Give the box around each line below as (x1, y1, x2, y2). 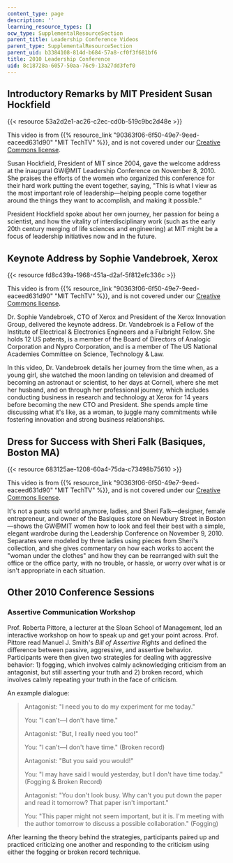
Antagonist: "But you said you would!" (24, 756, 134, 765)
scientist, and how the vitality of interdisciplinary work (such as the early (7, 217, 216, 226)
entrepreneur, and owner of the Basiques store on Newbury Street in (7, 515, 204, 523)
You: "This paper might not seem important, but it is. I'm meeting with (24, 811, 225, 820)
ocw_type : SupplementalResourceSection (7, 29, 123, 37)
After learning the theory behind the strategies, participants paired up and (7, 832, 220, 841)
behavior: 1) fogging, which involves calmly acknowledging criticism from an (7, 661, 227, 669)
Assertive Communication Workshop (7, 607, 136, 617)
